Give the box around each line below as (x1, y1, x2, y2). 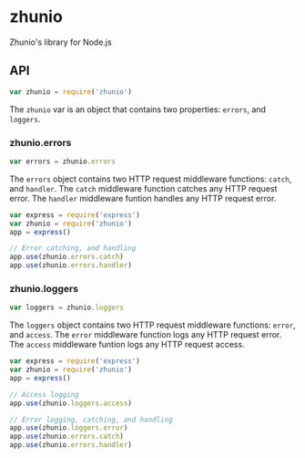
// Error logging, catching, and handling (9, 415, 173, 424)
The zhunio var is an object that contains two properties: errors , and (9, 103, 267, 115)
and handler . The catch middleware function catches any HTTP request (9, 182, 278, 193)
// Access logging (9, 390, 79, 399)
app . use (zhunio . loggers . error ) (9, 423, 128, 432)
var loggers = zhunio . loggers (9, 303, 125, 312)
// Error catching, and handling (9, 244, 137, 253)
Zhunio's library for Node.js (9, 36, 112, 47)
